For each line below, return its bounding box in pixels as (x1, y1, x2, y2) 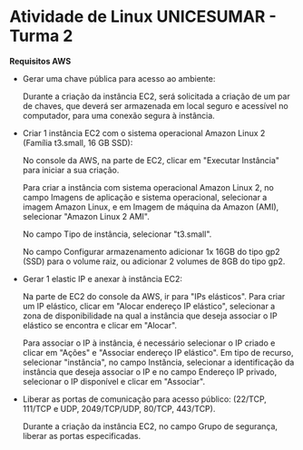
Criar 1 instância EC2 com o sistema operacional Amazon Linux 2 (22, 127, 266, 138)
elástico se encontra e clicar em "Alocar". (22, 319, 178, 330)
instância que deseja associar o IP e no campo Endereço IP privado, (22, 366, 278, 377)
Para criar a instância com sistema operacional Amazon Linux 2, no (22, 181, 274, 192)
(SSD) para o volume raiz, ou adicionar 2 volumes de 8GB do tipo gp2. (22, 256, 286, 267)
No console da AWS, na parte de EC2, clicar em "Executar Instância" (22, 154, 279, 165)
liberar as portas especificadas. (22, 430, 142, 441)
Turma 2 (9, 25, 73, 46)
